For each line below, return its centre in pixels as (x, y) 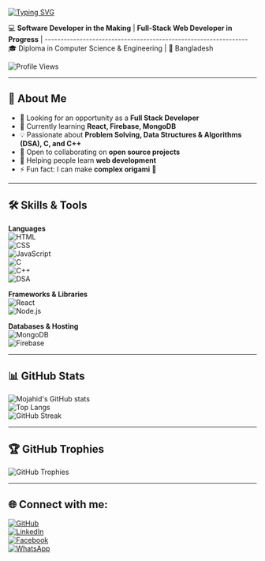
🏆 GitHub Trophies (56, 449)
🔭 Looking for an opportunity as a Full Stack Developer (109, 118)
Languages (27, 228)
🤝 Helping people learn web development (88, 160)
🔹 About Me (37, 99)
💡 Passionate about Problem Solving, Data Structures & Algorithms (131, 134)
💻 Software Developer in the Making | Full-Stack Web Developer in (120, 28)
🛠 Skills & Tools (48, 205)
